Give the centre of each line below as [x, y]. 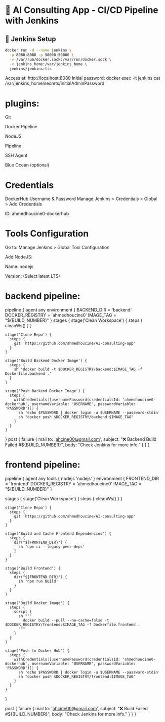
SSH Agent [16, 155]
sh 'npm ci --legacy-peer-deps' [51, 547]
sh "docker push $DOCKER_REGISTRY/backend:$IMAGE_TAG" [76, 417]
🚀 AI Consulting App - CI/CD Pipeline [82, 10]
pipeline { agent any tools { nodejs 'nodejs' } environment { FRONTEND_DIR [82, 479]
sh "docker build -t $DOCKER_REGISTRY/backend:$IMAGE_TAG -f [78, 369]
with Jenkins [32, 21]
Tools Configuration [47, 233]
